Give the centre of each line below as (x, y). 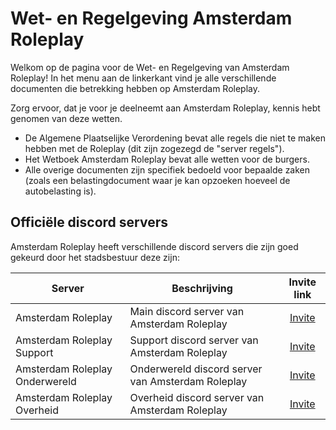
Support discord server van (194, 340)
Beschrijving (202, 288)
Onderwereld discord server (196, 369)
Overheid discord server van (197, 397)
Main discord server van (187, 311)
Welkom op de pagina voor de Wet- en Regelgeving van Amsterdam (150, 67)
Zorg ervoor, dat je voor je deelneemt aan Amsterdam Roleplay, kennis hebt (165, 108)
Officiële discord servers (89, 222)
